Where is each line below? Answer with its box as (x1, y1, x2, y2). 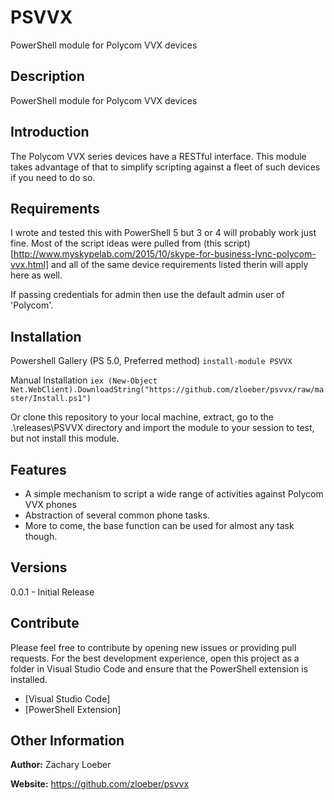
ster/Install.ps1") (10, 394, 92, 404)
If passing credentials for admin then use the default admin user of (10, 289, 285, 301)
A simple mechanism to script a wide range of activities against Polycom (24, 488, 324, 500)
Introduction (10, 124, 90, 141)
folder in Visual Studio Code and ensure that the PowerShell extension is (10, 662, 309, 675)
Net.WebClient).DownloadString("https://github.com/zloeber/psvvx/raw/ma (10, 385, 325, 395)
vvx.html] (10, 259, 50, 271)
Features (10, 461, 67, 478)
